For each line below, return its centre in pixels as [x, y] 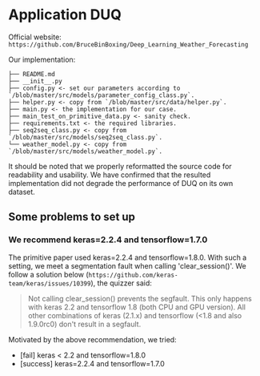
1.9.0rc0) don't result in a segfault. [84, 324]
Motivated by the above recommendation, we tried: [93, 339]
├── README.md [32, 74]
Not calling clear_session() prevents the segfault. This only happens [140, 298]
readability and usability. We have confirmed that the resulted [110, 175]
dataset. [22, 192]
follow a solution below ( [49, 274]
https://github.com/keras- [133, 275]
